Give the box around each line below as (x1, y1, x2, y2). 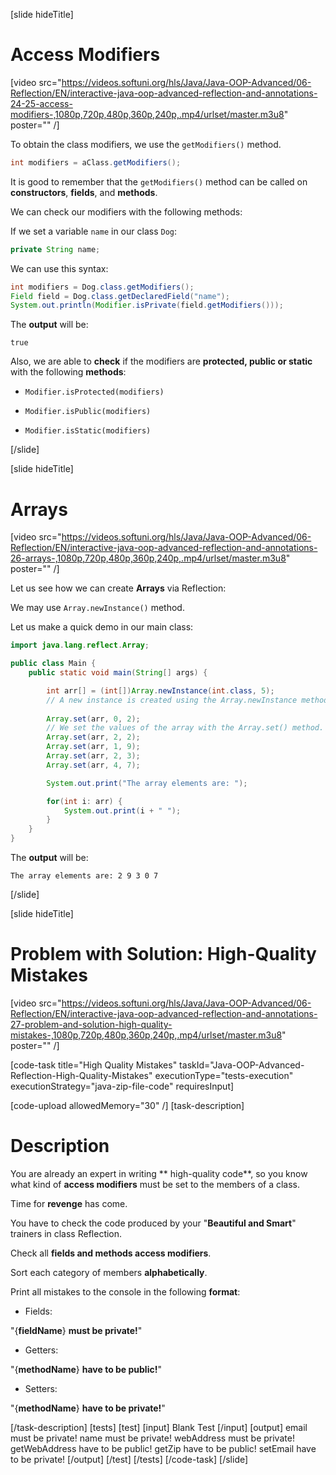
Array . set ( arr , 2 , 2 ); (46, 732, 141, 743)
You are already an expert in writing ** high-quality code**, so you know (10, 1167, 308, 1179)
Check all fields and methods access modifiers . (10, 1247, 212, 1259)
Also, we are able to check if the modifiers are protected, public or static (10, 355, 313, 368)
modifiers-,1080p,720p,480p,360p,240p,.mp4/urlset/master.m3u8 (10, 108, 285, 120)
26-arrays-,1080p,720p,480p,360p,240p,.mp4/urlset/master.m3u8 (10, 552, 287, 564)
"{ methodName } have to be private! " (10, 1402, 166, 1414)
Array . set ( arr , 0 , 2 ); (46, 714, 141, 724)
